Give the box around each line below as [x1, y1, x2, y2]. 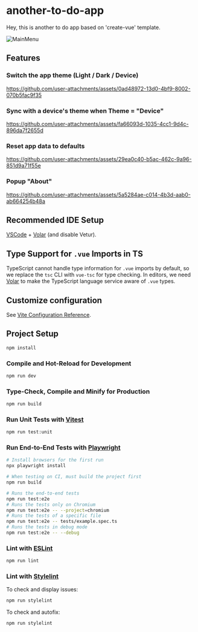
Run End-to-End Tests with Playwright [6, 444, 121, 452]
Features [6, 53, 40, 64]
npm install [6, 345, 36, 351]
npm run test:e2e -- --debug [6, 530, 80, 536]
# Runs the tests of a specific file [6, 513, 101, 519]
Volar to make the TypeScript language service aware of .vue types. [6, 278, 176, 285]
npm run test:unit [6, 429, 53, 435]
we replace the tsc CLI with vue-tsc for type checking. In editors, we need [6, 271, 191, 279]
